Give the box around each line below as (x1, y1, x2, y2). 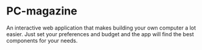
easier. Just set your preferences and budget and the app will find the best (6, 30, 194, 37)
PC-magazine (6, 4, 78, 18)
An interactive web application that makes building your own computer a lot (6, 24, 197, 31)
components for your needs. (6, 37, 78, 44)
